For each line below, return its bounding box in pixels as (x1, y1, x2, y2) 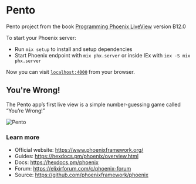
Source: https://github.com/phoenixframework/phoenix (14, 171, 148, 179)
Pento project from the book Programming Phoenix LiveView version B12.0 (6, 23, 186, 30)
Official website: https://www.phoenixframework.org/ (14, 146, 144, 154)
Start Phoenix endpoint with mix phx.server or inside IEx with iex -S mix (14, 52, 191, 59)
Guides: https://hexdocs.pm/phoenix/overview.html (14, 153, 139, 160)
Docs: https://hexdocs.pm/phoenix (14, 159, 99, 166)
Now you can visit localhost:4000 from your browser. (6, 68, 135, 75)
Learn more (6, 133, 40, 141)
